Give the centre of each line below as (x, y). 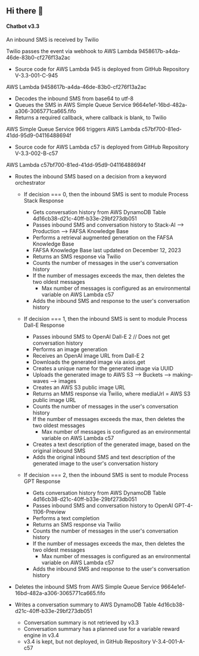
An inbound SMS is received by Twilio (53, 39)
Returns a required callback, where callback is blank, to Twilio (91, 117)
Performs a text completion (66, 518)
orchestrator (30, 182)
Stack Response (43, 200)
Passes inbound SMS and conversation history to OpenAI (103, 505)
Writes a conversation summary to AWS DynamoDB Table (85, 604)
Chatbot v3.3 (23, 26)
